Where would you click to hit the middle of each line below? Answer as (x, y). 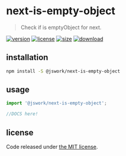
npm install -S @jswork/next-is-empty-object (63, 71)
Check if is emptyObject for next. (61, 27)
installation (27, 58)
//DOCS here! (22, 114)
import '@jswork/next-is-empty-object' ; (57, 103)
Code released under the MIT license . (52, 147)
